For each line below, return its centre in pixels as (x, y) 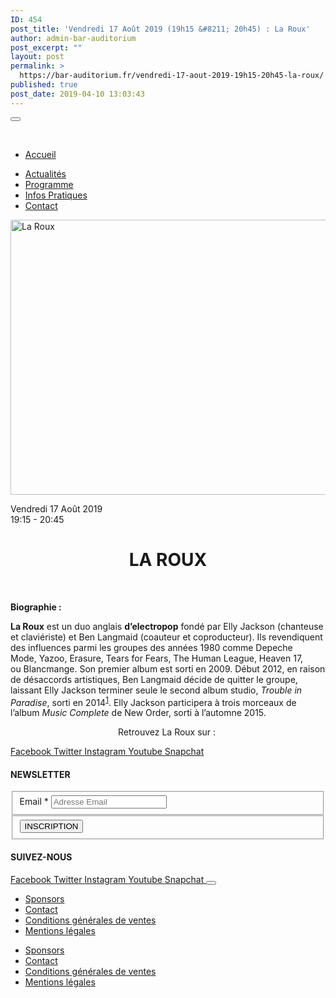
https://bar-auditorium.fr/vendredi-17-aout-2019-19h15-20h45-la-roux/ (172, 76)
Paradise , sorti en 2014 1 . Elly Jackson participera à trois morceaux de (153, 701)
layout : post (37, 57)
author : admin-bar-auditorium (73, 38)
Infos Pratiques (56, 195)
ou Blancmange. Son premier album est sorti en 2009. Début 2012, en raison (168, 668)
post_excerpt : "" (46, 47)
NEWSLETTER (40, 774)
